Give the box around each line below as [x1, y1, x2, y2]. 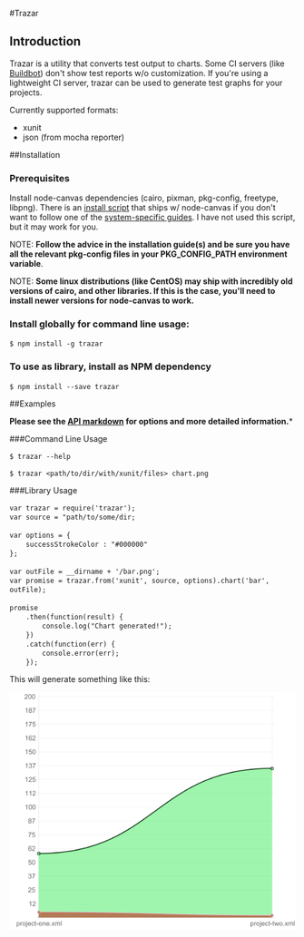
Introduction [9, 34, 82, 49]
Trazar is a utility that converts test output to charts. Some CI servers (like [9, 58, 285, 69]
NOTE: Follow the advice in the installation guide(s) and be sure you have [9, 239, 290, 250]
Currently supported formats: [9, 104, 119, 115]
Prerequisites [9, 171, 70, 184]
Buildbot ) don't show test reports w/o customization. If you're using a [9, 67, 269, 78]
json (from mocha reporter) [22, 132, 125, 142]
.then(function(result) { [25, 612, 124, 621]
